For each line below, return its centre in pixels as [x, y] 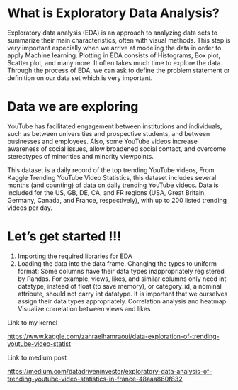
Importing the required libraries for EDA [75, 256]
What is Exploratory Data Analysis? [113, 13]
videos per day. [30, 208]
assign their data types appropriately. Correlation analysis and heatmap [122, 301]
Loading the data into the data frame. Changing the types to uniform [117, 263]
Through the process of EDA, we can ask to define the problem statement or [119, 70]
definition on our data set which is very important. [80, 78]
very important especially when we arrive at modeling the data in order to [114, 48]
